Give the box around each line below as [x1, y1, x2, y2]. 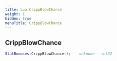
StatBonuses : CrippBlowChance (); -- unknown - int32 [5, 51, 112, 56]
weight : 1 [5, 12, 25, 16]
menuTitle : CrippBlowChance [5, 20, 62, 26]
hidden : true [5, 16, 32, 21]
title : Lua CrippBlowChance [5, 7, 62, 12]
